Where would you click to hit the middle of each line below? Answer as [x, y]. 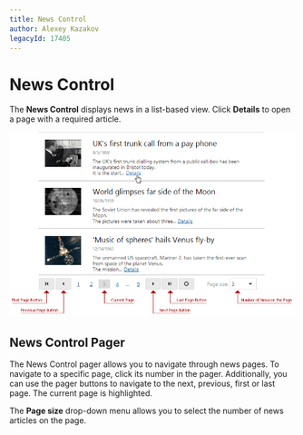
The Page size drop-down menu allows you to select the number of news [147, 411]
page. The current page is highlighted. [81, 393]
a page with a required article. [65, 119]
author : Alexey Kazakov [54, 29]
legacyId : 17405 [40, 38]
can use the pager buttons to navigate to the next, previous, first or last [142, 384]
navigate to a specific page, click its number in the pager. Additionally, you [148, 374]
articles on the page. [48, 420]
